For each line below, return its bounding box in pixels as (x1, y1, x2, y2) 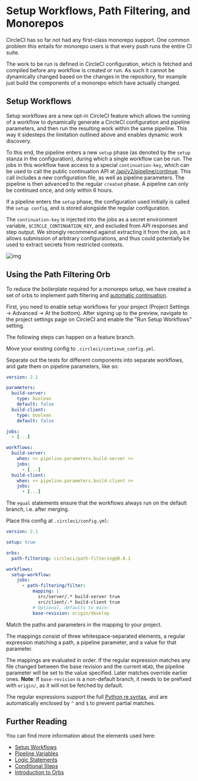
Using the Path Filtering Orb (6, 269, 111, 279)
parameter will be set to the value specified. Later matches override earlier (6, 669, 188, 676)
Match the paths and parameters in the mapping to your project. (6, 621, 163, 628)
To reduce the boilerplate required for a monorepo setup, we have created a (6, 285, 191, 293)
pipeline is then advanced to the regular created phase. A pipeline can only (6, 180, 189, 187)
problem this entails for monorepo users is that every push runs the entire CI (6, 43, 192, 50)
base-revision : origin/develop (32, 610, 110, 616)
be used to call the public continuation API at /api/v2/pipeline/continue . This (6, 168, 191, 175)
